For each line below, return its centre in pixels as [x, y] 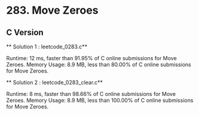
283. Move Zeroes [52, 10]
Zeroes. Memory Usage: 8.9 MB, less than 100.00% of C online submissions [100, 100]
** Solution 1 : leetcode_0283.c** [47, 46]
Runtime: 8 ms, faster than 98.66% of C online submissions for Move [91, 94]
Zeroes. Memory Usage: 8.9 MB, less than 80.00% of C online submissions [99, 64]
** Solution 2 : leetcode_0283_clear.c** [55, 82]
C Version [25, 32]
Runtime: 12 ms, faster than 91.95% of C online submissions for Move [92, 58]
